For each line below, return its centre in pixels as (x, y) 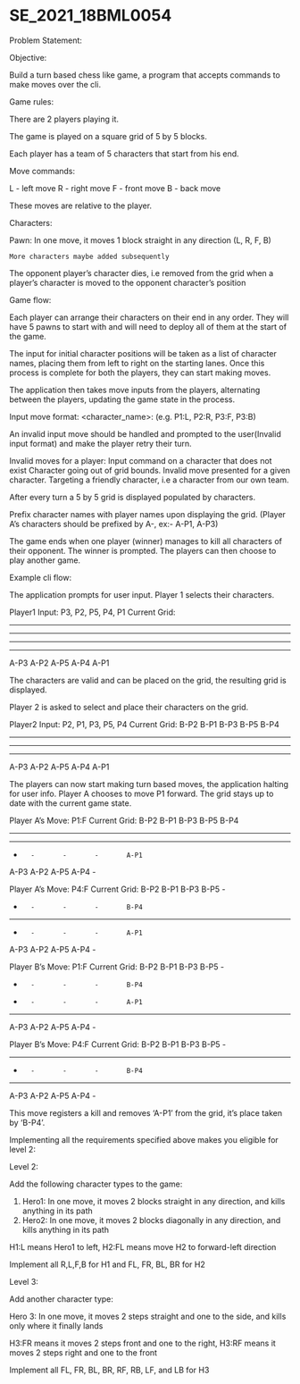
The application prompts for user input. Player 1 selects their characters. (142, 594)
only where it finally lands (56, 1325)
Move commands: (42, 171)
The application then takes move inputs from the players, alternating (135, 390)
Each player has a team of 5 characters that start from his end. (124, 154)
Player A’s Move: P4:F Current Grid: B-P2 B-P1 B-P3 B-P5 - (117, 889)
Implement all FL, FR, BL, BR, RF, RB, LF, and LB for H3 (109, 1370)
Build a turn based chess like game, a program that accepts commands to (145, 75)
